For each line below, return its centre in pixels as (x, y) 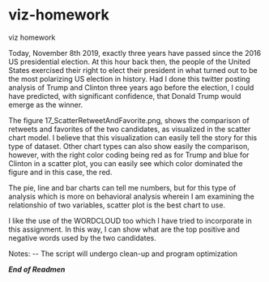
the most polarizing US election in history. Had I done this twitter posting (129, 79)
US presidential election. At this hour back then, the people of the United (130, 62)
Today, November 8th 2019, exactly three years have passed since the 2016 (135, 53)
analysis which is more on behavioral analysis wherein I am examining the (132, 196)
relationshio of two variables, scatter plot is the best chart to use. (117, 205)
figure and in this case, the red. (60, 172)
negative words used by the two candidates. (82, 237)
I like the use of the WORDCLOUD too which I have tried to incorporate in (130, 220)
